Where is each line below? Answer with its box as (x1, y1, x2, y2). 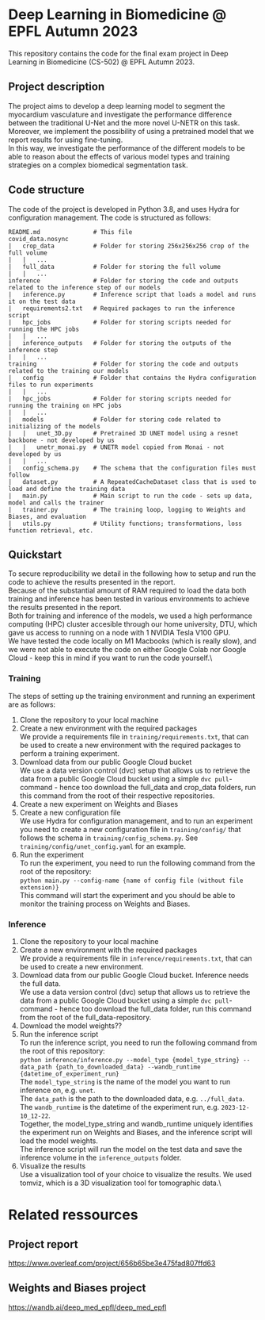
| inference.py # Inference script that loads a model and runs (8, 290, 257, 298)
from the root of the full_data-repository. (19, 1012, 152, 1022)
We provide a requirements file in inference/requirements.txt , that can (19, 954, 252, 963)
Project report (8, 1237, 79, 1251)
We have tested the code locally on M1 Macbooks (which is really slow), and (8, 636, 257, 646)
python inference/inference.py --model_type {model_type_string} (19, 1056, 240, 1064)
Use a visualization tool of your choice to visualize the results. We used (19, 1169, 252, 1179)
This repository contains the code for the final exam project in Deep (8, 48, 229, 58)
